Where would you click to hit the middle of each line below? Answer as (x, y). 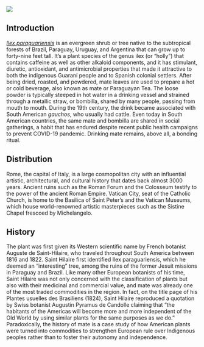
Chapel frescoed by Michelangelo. (49, 213)
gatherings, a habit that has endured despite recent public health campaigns (102, 127)
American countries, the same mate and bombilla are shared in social (93, 120)
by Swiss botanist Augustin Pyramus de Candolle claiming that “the (91, 305)
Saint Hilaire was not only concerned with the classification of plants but (97, 279)
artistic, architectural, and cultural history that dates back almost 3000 (94, 181)
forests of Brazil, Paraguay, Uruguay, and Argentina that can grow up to (96, 49)
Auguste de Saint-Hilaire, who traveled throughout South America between (100, 253)
